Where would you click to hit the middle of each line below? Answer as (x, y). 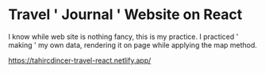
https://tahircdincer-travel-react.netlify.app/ (80, 60)
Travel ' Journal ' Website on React (125, 15)
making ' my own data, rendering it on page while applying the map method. (133, 44)
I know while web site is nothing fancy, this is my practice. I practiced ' (123, 36)
